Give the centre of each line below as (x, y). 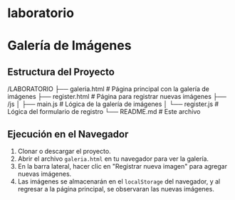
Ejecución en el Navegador (68, 134)
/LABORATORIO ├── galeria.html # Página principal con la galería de (109, 89)
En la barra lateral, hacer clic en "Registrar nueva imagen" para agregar (122, 166)
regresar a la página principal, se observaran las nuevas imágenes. (116, 189)
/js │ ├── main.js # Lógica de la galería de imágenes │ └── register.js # (113, 104)
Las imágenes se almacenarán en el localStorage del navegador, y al (119, 181)
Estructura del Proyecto (61, 72)
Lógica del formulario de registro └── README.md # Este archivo (104, 112)
